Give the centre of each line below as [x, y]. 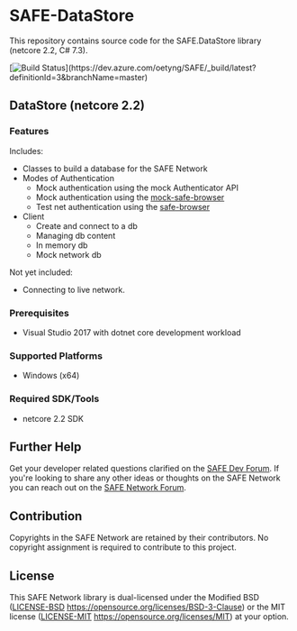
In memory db [62, 245]
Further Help [45, 447]
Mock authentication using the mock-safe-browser [130, 197]
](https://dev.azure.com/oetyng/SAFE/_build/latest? [161, 68]
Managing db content [76, 235]
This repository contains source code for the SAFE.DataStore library [135, 41]
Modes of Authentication [68, 178]
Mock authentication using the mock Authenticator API [137, 187]
